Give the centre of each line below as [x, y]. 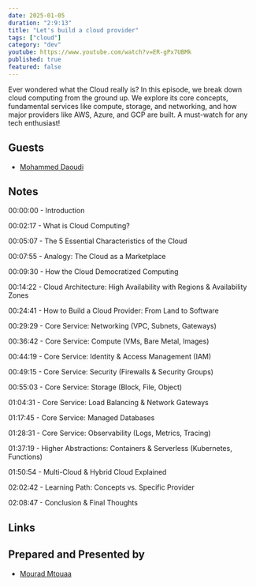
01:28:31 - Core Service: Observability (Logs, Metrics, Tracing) [109, 433]
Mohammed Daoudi [52, 167]
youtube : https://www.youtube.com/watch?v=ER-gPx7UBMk [100, 52]
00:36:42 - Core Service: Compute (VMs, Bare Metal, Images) [109, 341]
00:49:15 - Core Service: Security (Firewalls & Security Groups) [111, 372]
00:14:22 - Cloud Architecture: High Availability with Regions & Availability [128, 287]
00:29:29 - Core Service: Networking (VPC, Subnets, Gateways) [112, 326]
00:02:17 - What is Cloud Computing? [69, 226]
